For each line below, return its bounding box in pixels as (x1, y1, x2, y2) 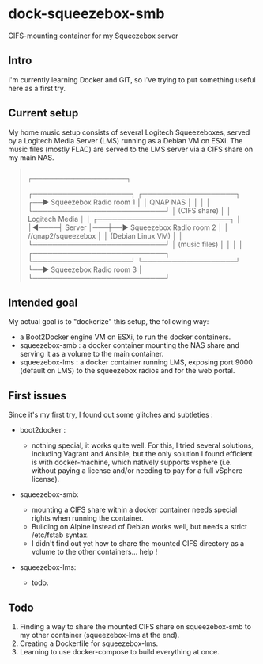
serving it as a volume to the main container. (19, 349, 164, 359)
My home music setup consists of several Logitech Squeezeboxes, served (8, 128, 250, 137)
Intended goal (8, 296, 78, 309)
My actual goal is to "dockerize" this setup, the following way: (8, 317, 209, 326)
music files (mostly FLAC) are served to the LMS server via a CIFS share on (8, 144, 254, 154)
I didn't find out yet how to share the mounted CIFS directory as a (31, 539, 245, 548)
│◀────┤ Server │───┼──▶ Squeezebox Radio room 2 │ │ (27, 223, 229, 232)
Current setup (8, 106, 79, 120)
